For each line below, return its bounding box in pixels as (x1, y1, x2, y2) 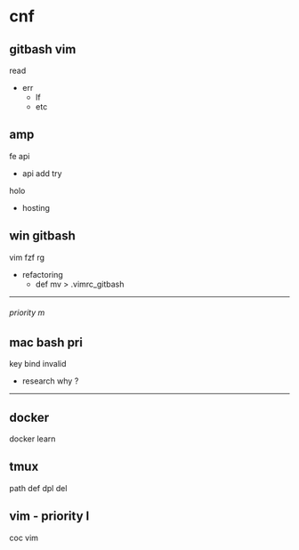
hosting (21, 202, 51, 213)
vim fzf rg (9, 252, 45, 263)
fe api (9, 150, 30, 161)
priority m (9, 307, 45, 318)
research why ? (21, 376, 79, 386)
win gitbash (9, 229, 76, 244)
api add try (21, 167, 62, 179)
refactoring (21, 269, 64, 279)
